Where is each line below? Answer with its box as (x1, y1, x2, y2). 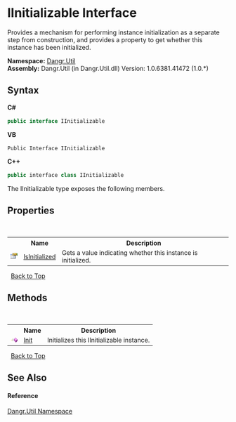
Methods (7, 291, 48, 303)
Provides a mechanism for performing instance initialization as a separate (7, 28, 220, 37)
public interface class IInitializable (7, 171, 124, 178)
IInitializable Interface (7, 5, 137, 21)
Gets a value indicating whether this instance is (62, 249, 198, 257)
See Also (7, 372, 47, 384)
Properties (7, 204, 55, 216)
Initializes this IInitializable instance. (46, 336, 150, 345)
